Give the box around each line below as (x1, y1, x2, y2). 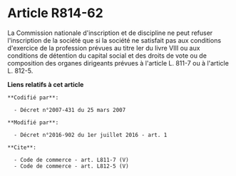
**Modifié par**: (7, 119, 59, 126)
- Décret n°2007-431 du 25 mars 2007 (14, 106, 126, 113)
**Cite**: (7, 144, 37, 151)
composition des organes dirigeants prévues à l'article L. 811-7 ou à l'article (7, 58, 230, 67)
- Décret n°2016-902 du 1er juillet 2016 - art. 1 (14, 131, 168, 138)
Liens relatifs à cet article (7, 80, 84, 88)
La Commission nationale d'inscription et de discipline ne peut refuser (7, 29, 213, 37)
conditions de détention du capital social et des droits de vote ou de (7, 51, 207, 60)
